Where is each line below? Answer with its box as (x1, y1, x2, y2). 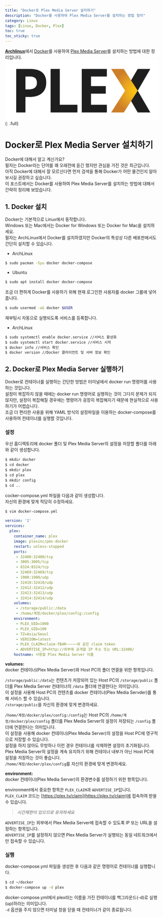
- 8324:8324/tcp (16, 564, 49, 570)
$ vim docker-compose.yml (5, 509, 57, 514)
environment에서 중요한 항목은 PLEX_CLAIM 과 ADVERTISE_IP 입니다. (5, 787, 131, 793)
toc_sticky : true (5, 34, 40, 39)
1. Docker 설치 (5, 203, 47, 211)
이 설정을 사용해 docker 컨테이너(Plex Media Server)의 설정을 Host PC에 (5, 730, 145, 736)
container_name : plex (14, 534, 57, 539)
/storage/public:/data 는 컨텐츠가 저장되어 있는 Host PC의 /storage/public (5, 677, 153, 683)
